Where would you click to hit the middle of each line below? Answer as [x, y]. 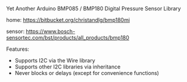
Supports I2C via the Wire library [55, 60]
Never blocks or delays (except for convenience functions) [87, 73]
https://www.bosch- [51, 31]
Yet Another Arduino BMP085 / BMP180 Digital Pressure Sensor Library [93, 9]
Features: [18, 49]
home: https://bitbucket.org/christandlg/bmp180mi [68, 20]
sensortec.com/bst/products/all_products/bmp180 [68, 37]
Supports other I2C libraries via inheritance [68, 67]
